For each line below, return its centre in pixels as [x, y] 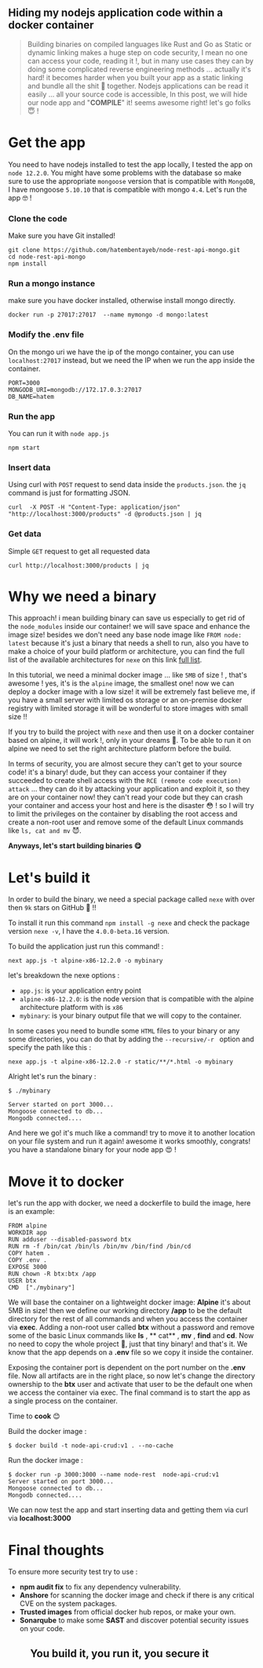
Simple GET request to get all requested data [79, 551]
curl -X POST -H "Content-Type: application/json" [94, 507]
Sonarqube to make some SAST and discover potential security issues [134, 1620]
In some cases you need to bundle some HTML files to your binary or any [124, 1031]
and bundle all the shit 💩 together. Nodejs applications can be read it [138, 86]
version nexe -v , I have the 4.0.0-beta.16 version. [89, 931]
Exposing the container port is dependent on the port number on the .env [127, 1368]
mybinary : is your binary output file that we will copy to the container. [130, 1015]
